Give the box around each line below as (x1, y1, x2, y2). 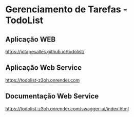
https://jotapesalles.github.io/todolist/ (5, 49, 85, 54)
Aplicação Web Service (5, 63, 82, 72)
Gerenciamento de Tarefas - (5, 4, 127, 15)
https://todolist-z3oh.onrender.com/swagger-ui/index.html (5, 105, 129, 111)
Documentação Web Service (5, 92, 99, 101)
